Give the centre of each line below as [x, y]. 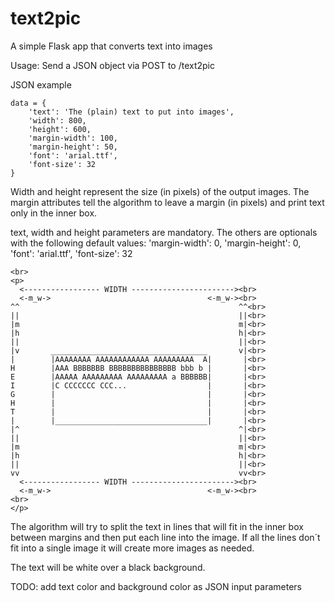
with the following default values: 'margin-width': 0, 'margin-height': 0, [156, 243]
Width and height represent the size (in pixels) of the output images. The [160, 191]
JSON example [41, 84]
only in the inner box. [54, 213]
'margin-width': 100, [73, 138]
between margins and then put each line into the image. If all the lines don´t [165, 537]
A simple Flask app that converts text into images [111, 46]
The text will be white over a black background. [108, 567]
